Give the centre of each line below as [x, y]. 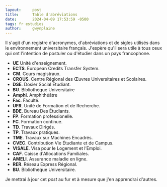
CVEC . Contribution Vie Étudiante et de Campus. [63, 143]
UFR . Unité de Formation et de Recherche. [56, 106]
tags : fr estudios [24, 24]
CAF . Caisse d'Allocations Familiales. [51, 154]
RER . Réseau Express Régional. [45, 164]
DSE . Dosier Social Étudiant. [42, 84]
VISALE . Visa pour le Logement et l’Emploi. [57, 148]
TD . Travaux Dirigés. [34, 127]
